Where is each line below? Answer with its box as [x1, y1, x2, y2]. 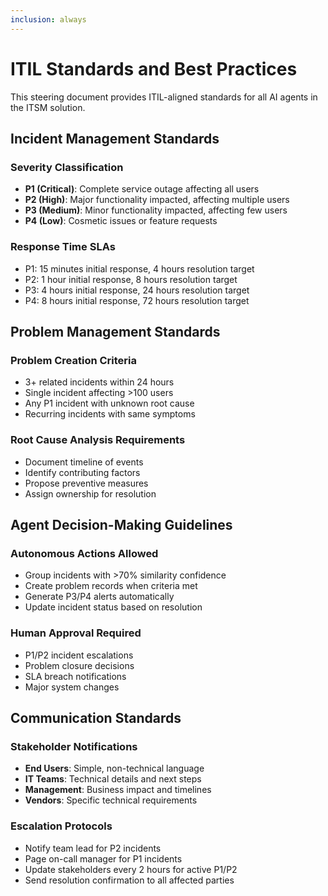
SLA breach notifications [24, 670, 127, 682]
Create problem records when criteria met [24, 580, 198, 592]
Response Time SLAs [10, 240, 116, 254]
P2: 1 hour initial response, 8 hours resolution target [24, 273, 238, 285]
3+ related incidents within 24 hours [24, 376, 175, 388]
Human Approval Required [10, 626, 142, 640]
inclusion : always [10, 14, 87, 25]
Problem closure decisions [24, 659, 135, 671]
